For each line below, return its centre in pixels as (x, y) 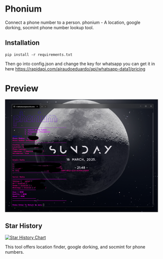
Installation (22, 43)
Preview (22, 88)
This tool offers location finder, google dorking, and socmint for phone (75, 247)
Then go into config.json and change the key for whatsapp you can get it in (80, 64)
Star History (24, 226)
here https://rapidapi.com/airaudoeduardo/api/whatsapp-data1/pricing (75, 69)
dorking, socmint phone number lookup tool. (49, 27)
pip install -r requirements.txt (39, 54)
